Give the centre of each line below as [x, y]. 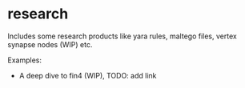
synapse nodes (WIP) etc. [50, 44]
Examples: [24, 60]
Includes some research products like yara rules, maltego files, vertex [122, 36]
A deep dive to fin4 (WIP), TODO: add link [88, 75]
